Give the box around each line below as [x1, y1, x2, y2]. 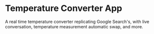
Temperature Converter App [5, 3, 122, 14]
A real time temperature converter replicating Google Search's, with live [5, 19, 150, 24]
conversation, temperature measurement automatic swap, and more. [5, 23, 143, 29]
